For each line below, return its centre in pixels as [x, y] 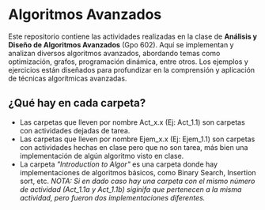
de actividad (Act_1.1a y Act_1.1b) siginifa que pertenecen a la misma [131, 189]
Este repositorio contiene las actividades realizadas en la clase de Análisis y [133, 36]
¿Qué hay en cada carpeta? [77, 103]
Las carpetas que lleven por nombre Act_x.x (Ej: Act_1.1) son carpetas [132, 122]
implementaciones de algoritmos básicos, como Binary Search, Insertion [138, 172]
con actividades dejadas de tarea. [75, 130]
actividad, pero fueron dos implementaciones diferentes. [112, 197]
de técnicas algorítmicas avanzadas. [68, 78]
